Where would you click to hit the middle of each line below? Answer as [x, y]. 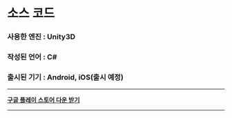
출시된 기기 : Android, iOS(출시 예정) [66, 77]
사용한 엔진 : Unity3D [41, 37]
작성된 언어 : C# [32, 57]
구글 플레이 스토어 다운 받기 [43, 100]
